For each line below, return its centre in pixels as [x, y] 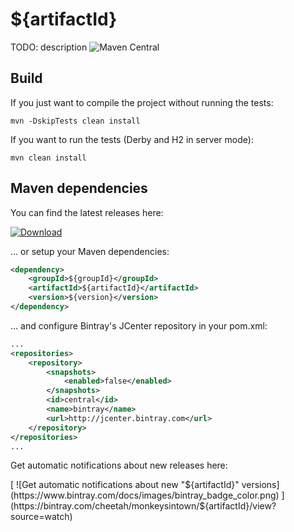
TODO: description [49, 47]
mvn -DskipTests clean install [75, 121]
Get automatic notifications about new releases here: [119, 465]
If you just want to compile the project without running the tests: [142, 102]
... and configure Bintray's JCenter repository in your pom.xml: [139, 325]
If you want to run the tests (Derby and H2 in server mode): [132, 139]
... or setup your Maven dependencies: [90, 251]
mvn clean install [48, 158]
